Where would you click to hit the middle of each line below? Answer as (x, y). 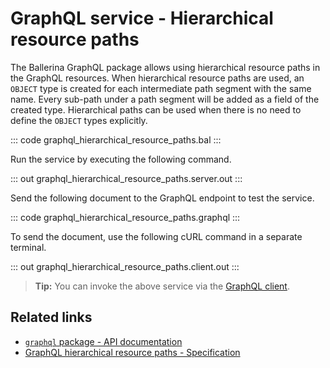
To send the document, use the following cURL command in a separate (156, 236)
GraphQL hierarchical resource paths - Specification (132, 352)
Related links (51, 317)
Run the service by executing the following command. (121, 159)
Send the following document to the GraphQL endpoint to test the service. (162, 198)
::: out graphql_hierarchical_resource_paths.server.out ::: (126, 178)
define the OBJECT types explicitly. (79, 120)
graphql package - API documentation (103, 341)
